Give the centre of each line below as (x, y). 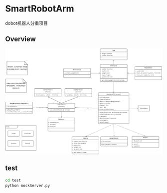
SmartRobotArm (40, 9)
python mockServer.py (28, 186)
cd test (13, 180)
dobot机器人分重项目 (27, 23)
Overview (21, 39)
